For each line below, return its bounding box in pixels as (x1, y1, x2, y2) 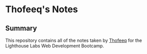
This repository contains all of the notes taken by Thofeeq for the (5, 37, 142, 43)
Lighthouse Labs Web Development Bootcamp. (5, 43, 105, 49)
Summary (5, 24, 37, 33)
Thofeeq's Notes (5, 4, 78, 15)
